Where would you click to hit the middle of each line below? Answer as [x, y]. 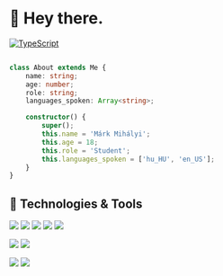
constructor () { [56, 117]
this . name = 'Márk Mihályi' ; [96, 134]
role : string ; [52, 93]
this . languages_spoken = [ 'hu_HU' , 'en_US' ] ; [129, 159]
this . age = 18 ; [70, 142]
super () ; [58, 126]
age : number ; [50, 85]
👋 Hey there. [56, 18]
